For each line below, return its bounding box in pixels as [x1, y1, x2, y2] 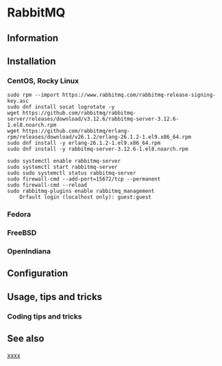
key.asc [7, 98, 29, 104]
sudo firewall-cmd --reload [7, 182, 88, 189]
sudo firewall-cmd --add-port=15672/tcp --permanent [7, 176, 161, 183]
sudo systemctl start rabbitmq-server [7, 163, 118, 171]
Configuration [7, 268, 69, 279]
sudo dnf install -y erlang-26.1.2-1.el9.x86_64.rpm [7, 139, 161, 147]
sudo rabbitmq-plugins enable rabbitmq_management [7, 187, 155, 195]
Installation [7, 55, 56, 67]
